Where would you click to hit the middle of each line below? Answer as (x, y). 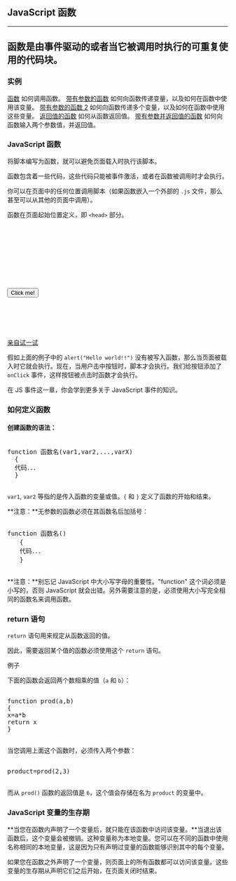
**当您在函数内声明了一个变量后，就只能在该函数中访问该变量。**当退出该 (115, 829)
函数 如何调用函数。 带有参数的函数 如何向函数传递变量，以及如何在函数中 (114, 98)
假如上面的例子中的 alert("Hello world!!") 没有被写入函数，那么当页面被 (114, 357)
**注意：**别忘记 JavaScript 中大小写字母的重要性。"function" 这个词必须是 (117, 581)
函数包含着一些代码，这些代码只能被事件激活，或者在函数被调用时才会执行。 (118, 176)
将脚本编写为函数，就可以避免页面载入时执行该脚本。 (84, 161)
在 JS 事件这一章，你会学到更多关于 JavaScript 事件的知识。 (94, 390)
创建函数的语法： (32, 428)
